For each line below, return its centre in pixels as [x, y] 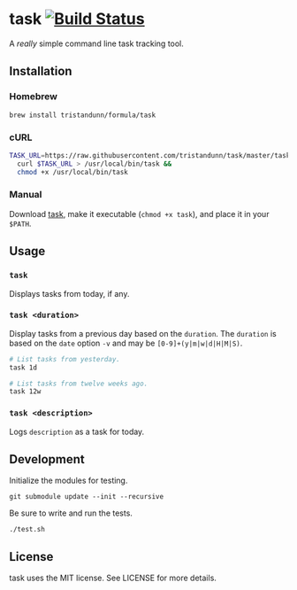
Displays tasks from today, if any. [69, 293]
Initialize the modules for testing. [69, 481]
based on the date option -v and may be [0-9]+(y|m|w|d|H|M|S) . [126, 343]
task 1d [23, 368]
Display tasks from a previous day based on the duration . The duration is [143, 333]
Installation [41, 71]
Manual [26, 195]
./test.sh [27, 530]
